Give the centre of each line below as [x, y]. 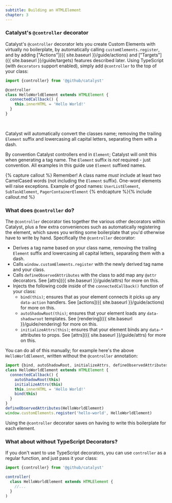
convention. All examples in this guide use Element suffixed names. [76, 165]
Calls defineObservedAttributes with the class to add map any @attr [85, 275]
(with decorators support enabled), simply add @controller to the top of [81, 66]
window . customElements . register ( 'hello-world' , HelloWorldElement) [79, 413]
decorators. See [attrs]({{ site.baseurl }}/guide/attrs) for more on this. [86, 281]
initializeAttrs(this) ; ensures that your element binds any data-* [92, 330]
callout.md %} [20, 197]
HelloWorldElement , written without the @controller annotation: [72, 356]
